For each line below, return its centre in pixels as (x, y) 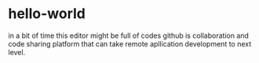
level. (17, 52)
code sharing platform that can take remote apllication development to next (130, 43)
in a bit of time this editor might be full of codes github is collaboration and (129, 35)
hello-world (47, 14)
